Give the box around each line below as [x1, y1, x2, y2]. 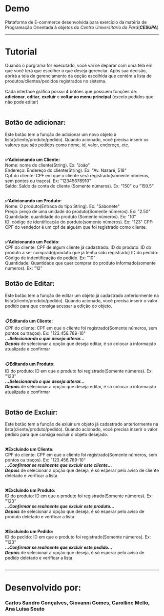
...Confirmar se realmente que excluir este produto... [5, 504, 115, 509]
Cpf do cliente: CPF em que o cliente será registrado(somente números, [5, 172, 150, 178]
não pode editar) [5, 99, 39, 105]
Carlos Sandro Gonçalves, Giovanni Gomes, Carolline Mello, [5, 599, 150, 606]
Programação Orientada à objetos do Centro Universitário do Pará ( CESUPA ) [5, 24, 159, 30]
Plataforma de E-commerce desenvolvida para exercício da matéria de [5, 19, 147, 25]
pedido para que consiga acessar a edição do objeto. [5, 303, 112, 309]
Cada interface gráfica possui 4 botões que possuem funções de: [5, 88, 138, 94]
